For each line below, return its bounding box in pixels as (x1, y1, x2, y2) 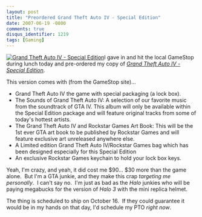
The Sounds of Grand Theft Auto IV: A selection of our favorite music (15, 96, 187, 104)
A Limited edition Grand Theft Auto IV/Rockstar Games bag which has (15, 142, 189, 149)
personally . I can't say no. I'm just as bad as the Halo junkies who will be (6, 179, 191, 186)
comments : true (6, 25, 45, 32)
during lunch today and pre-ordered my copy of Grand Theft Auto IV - (6, 60, 181, 67)
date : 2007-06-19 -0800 (6, 20, 67, 26)
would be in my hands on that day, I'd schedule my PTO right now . (6, 204, 172, 211)
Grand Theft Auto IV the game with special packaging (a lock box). (15, 90, 181, 97)
